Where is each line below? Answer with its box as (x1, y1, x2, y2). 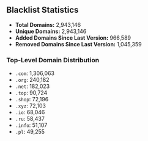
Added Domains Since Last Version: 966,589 (15, 34, 131, 42)
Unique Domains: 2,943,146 (15, 27, 87, 35)
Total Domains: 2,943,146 (15, 21, 81, 28)
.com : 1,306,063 (15, 70, 55, 77)
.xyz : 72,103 (15, 102, 46, 109)
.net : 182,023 (15, 82, 50, 90)
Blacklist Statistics (6, 5, 79, 15)
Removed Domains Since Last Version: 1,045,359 (15, 40, 142, 48)
